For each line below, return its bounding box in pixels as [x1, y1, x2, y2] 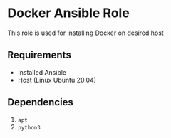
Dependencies [7, 96, 73, 108]
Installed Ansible [17, 68, 67, 76]
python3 [17, 124, 41, 131]
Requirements [7, 49, 71, 61]
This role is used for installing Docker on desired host [7, 28, 164, 37]
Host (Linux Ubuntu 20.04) [17, 75, 97, 84]
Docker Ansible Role [7, 5, 130, 21]
